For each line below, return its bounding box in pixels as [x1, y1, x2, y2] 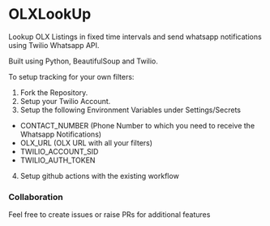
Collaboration [8, 191, 63, 202]
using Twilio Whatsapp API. [8, 40, 100, 50]
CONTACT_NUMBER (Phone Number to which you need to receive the [19, 120, 255, 130]
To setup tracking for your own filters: [8, 72, 135, 81]
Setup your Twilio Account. [19, 96, 111, 106]
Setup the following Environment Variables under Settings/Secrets [19, 105, 242, 115]
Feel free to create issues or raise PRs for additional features [8, 210, 211, 219]
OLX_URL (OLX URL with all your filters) [19, 137, 152, 147]
